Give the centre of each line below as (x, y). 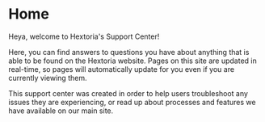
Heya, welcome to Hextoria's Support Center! (84, 36)
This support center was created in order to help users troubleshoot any (128, 93)
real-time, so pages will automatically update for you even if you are (122, 69)
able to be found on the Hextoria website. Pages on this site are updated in (132, 61)
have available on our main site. (61, 111)
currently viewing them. (48, 78)
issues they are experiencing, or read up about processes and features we (132, 102)
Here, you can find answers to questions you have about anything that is (129, 52)
